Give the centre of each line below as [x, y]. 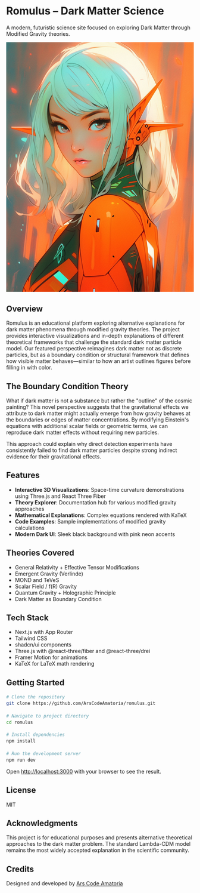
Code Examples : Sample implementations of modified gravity [90, 521]
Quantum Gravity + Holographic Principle [65, 593]
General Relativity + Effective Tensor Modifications [77, 567]
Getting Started [35, 683]
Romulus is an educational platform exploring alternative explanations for [96, 323]
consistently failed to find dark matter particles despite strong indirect [92, 450]
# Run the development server [44, 754]
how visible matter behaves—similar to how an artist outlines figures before [99, 361]
